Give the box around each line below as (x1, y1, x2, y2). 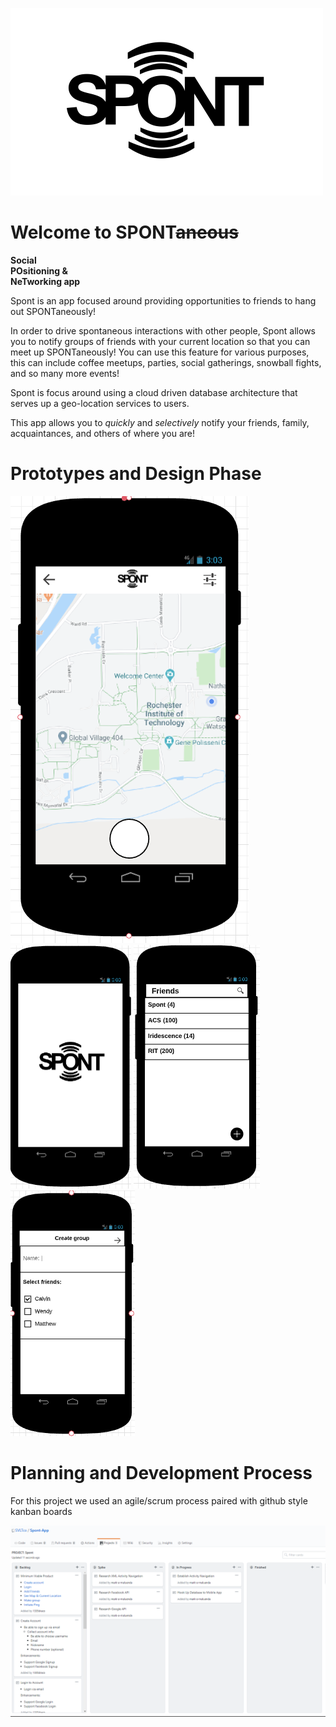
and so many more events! (10, 367, 120, 379)
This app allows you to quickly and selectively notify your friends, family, (10, 416, 310, 428)
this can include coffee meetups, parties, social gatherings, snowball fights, (10, 356, 322, 368)
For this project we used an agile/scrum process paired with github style (10, 1494, 308, 1507)
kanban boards (10, 1505, 73, 1517)
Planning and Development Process (10, 1462, 313, 1485)
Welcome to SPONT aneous (10, 221, 239, 244)
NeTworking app (10, 275, 81, 287)
